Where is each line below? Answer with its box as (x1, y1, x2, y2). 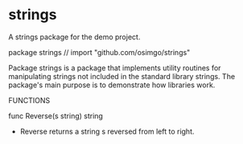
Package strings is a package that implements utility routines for (8, 62, 221, 73)
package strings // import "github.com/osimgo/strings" (8, 47, 191, 57)
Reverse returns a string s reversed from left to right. (19, 126, 195, 136)
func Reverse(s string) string (8, 110, 103, 121)
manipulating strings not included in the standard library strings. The (8, 71, 236, 81)
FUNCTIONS (8, 95, 51, 105)
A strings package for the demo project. (8, 32, 141, 42)
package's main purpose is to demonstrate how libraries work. (8, 80, 216, 90)
